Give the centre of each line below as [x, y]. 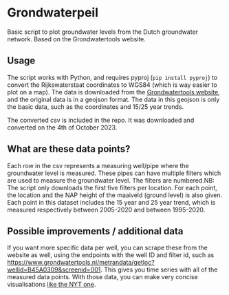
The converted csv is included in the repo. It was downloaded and [101, 120]
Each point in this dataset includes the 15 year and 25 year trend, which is [111, 202]
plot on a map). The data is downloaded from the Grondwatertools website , [113, 92]
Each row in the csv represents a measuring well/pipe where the [98, 165]
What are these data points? [69, 149]
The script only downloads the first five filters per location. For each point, [112, 187]
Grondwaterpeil [53, 13]
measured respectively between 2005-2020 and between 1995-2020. [106, 210]
